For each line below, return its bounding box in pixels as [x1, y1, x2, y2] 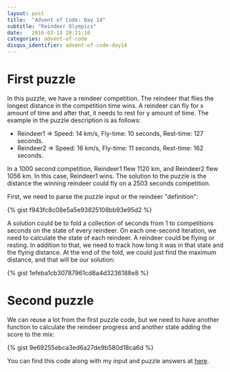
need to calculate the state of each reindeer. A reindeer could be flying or [7, 233, 215, 242]
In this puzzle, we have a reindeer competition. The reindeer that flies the [7, 94, 214, 102]
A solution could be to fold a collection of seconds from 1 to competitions [7, 219, 214, 227]
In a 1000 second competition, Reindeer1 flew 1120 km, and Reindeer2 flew [7, 164, 218, 172]
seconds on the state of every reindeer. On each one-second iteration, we [7, 226, 217, 234]
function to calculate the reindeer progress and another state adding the [7, 323, 211, 331]
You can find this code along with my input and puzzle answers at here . [7, 356, 209, 364]
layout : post [7, 10, 45, 17]
